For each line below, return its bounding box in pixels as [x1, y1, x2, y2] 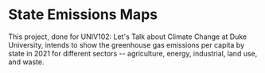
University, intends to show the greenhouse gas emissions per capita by [8, 40, 245, 49]
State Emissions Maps [8, 6, 158, 24]
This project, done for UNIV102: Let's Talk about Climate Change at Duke [8, 32, 247, 41]
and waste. [8, 57, 45, 67]
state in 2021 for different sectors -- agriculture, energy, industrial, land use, [8, 48, 258, 58]
